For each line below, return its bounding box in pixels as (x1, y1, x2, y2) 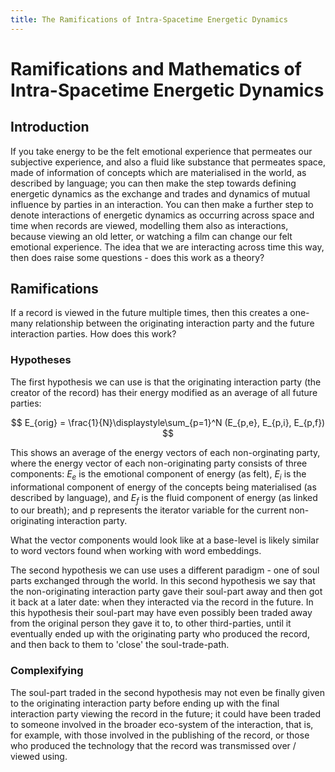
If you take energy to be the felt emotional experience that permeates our (10, 145, 313, 157)
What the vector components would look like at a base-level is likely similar (10, 534, 320, 546)
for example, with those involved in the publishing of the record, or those (10, 729, 310, 741)
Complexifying (10, 664, 84, 678)
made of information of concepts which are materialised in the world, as (10, 166, 307, 178)
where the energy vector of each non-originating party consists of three (10, 457, 308, 469)
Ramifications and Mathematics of (10, 57, 302, 80)
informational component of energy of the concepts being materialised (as (10, 481, 317, 493)
